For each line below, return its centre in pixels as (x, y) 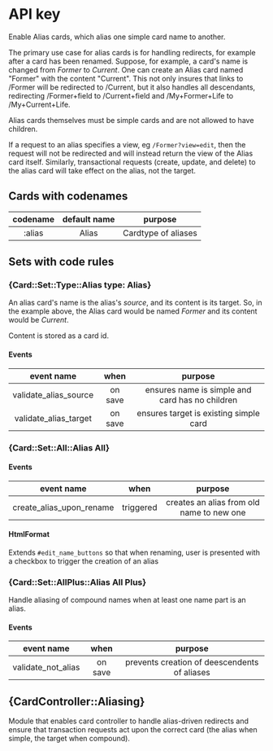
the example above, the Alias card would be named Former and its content (133, 311)
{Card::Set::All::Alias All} (59, 447)
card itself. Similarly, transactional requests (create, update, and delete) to (132, 162)
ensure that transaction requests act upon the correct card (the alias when (133, 730)
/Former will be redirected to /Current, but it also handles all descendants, (132, 87)
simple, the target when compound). (69, 739)
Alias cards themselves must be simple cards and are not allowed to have (131, 120)
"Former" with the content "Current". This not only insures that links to (126, 78)
